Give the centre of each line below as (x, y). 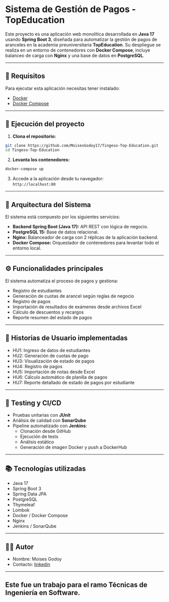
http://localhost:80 (34, 185)
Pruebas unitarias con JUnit (41, 415)
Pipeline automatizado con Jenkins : (50, 426)
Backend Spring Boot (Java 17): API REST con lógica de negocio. (80, 227)
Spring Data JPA (29, 494)
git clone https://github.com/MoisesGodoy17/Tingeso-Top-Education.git (82, 145)
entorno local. (27, 248)
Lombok (21, 510)
